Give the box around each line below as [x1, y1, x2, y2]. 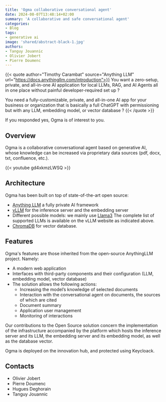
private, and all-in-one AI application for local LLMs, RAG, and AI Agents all [5, 82, 158, 88]
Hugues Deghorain [12, 386, 51, 392]
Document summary [19, 302, 61, 308]
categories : [5, 21, 30, 26]
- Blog [5, 26, 19, 31]
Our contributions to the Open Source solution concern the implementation [5, 322, 158, 328]
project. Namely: [5, 256, 39, 262]
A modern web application [12, 265, 66, 271]
